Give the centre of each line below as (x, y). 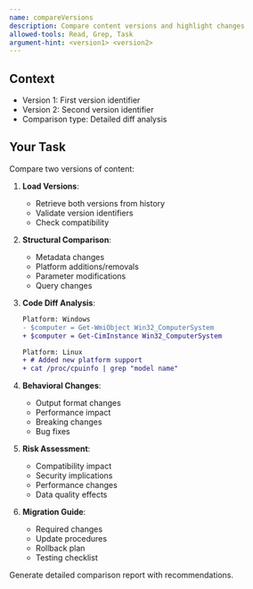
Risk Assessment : (56, 449)
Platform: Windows (56, 319)
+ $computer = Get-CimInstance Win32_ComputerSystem (122, 336)
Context (32, 78)
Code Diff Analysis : (59, 303)
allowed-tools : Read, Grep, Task (71, 34)
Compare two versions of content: (72, 168)
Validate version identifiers (84, 213)
